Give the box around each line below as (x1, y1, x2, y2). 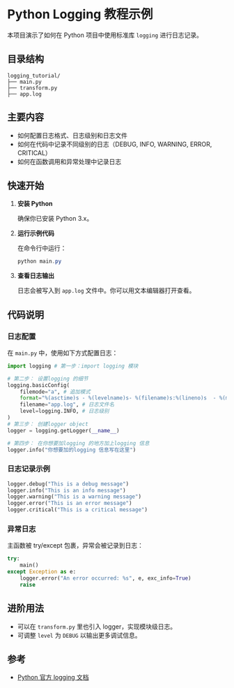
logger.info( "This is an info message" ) (7, 487, 127, 494)
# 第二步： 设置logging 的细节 (7, 375, 88, 382)
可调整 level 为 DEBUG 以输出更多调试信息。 (17, 631, 141, 639)
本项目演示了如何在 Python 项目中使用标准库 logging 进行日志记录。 (7, 31, 203, 39)
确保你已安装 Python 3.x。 (17, 214, 93, 223)
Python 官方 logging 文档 (17, 673, 89, 682)
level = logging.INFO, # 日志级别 (19, 408, 109, 415)
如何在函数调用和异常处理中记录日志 (17, 157, 122, 166)
